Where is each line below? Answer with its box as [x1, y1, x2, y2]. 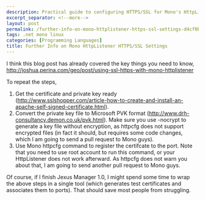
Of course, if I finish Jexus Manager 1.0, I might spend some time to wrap [6, 173, 190, 180]
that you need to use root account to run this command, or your [15, 148, 175, 156]
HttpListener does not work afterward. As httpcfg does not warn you [15, 155, 188, 162]
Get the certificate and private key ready [15, 90, 117, 97]
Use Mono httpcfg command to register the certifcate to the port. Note [15, 142, 193, 149]
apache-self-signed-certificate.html [15, 103, 106, 110]
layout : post [6, 20, 40, 26]
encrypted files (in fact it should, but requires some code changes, [15, 129, 183, 136]
